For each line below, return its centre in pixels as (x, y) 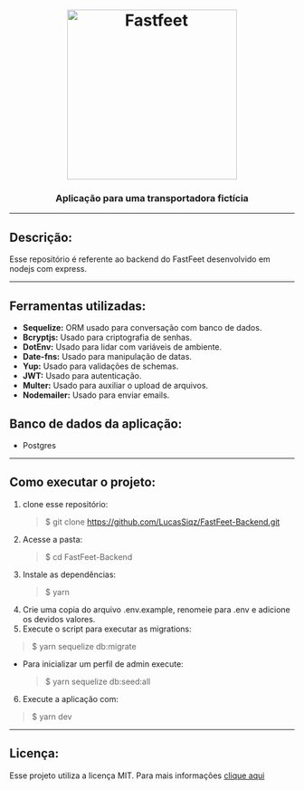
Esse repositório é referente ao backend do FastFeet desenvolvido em (140, 259)
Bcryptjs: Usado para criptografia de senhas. (107, 337)
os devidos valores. (59, 619)
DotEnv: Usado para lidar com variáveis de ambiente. (122, 347)
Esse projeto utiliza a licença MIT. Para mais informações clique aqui (137, 776)
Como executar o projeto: (83, 482)
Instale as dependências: (69, 574)
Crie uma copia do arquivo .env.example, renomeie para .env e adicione (157, 609)
